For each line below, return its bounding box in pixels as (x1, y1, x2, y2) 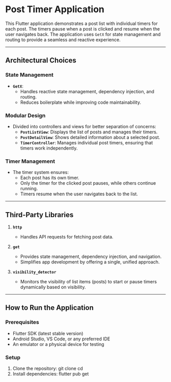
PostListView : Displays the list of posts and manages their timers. (20, 129, 158, 135)
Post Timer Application (5, 4, 105, 15)
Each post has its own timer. (20, 174, 80, 181)
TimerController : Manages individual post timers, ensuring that (20, 139, 153, 145)
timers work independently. (20, 145, 78, 151)
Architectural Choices (5, 56, 76, 65)
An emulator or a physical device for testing (12, 341, 104, 347)
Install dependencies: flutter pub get (12, 371, 89, 377)
